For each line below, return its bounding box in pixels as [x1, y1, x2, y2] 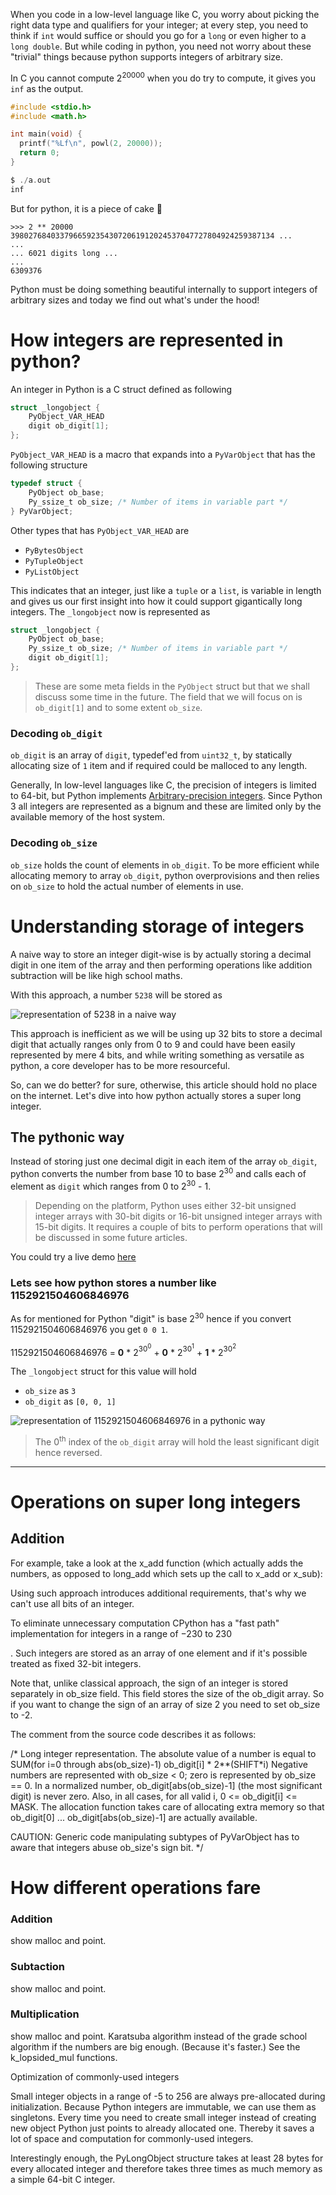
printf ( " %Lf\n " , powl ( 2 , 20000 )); [19, 139, 163, 149]
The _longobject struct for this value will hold [10, 1365, 197, 1378]
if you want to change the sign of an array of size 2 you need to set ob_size [10, 1698, 321, 1710]
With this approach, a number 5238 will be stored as [10, 989, 223, 1001]
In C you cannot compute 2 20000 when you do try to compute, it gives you [10, 70, 317, 84]
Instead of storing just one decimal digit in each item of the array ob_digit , [10, 1155, 318, 1168]
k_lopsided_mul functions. [10, 2051, 118, 2063]
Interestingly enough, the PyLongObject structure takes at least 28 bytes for [10, 2152, 324, 2164]
